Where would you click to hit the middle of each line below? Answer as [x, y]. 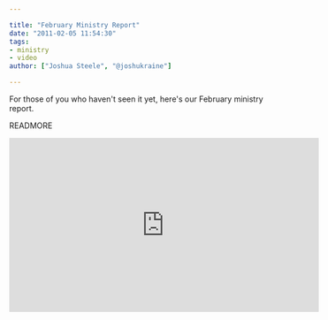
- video [23, 58]
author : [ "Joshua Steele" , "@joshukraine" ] [91, 66]
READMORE [31, 126]
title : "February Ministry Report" [75, 25]
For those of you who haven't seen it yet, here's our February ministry [136, 99]
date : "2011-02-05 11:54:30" [63, 33]
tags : [19, 42]
